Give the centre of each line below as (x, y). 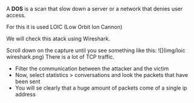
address (25, 94)
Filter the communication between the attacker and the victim (92, 68)
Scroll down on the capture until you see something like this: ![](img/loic (96, 50)
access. (16, 15)
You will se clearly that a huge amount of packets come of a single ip (101, 88)
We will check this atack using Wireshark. (58, 38)
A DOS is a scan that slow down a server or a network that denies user (95, 9)
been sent (28, 81)
